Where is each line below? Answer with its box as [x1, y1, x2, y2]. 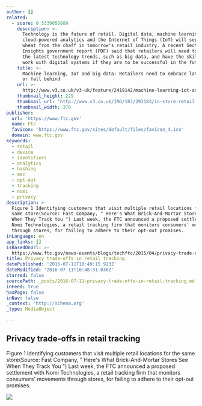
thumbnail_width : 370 [17, 104, 71, 110]
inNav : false [6, 295, 39, 301]
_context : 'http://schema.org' [6, 300, 85, 306]
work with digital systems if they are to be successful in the [22, 59, 187, 65]
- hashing [11, 166, 36, 172]
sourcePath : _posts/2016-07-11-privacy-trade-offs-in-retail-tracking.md [6, 278, 195, 284]
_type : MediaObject [6, 306, 55, 312]
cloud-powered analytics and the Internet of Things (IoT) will [22, 37, 187, 43]
